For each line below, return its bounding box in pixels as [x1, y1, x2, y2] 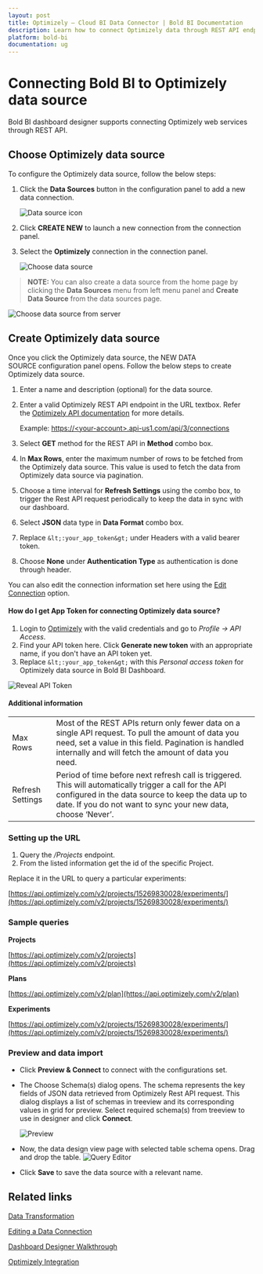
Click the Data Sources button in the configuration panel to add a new [19, 184, 246, 193]
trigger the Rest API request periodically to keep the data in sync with [19, 494, 244, 503]
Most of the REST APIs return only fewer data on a [56, 718, 240, 729]
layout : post [8, 11, 51, 20]
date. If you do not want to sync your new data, [56, 799, 229, 810]
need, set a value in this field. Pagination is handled [56, 738, 244, 749]
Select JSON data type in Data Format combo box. [19, 518, 184, 527]
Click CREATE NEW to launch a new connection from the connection [19, 223, 241, 232]
